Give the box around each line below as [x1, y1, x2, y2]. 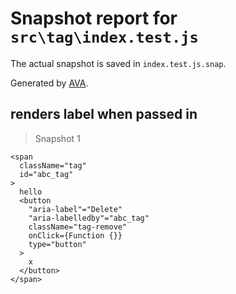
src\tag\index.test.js [10, 28, 199, 47]
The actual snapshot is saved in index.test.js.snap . [10, 57, 227, 69]
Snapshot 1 [34, 132, 81, 144]
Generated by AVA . [10, 77, 89, 89]
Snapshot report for [10, 7, 178, 30]
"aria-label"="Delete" [28, 204, 123, 214]
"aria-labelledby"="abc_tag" [28, 213, 150, 223]
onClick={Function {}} [28, 230, 123, 241]
